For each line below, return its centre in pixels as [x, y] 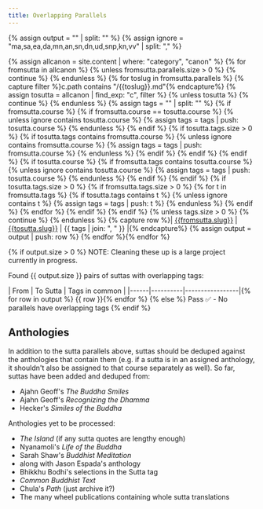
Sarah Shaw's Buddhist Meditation [75, 456]
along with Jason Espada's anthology [80, 463]
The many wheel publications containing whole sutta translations [124, 497]
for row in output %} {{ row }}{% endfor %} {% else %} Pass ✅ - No [118, 298]
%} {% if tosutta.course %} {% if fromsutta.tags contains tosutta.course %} [130, 161]
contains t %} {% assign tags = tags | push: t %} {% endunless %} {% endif [131, 203]
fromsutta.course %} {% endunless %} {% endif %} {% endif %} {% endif [128, 153]
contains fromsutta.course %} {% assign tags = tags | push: [105, 145]
